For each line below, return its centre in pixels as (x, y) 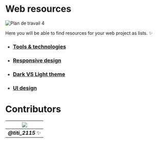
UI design (25, 88)
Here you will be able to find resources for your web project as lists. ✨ (79, 33)
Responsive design (37, 60)
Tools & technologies (39, 47)
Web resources (38, 9)
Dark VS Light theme (39, 74)
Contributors (33, 109)
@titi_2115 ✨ (25, 133)
